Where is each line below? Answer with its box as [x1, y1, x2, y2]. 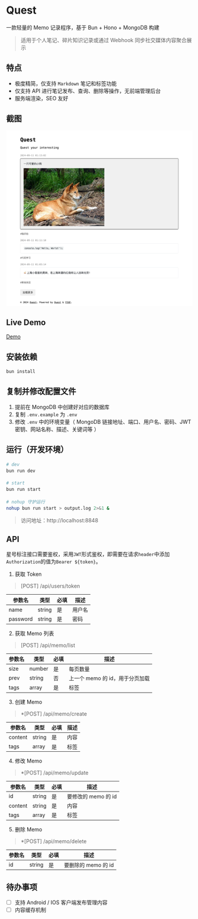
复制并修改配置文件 [6, 387, 76, 397]
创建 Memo [14, 698, 43, 706]
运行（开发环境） [6, 445, 69, 455]
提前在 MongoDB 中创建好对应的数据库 [14, 403, 110, 410]
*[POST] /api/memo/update [20, 769, 89, 777]
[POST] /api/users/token [20, 582, 80, 590]
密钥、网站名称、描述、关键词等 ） [14, 425, 99, 433]
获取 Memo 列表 [14, 630, 54, 637]
